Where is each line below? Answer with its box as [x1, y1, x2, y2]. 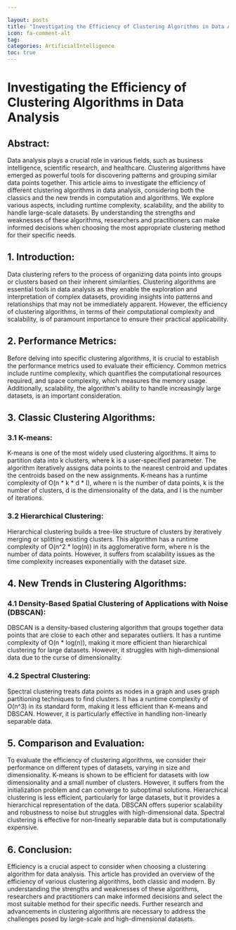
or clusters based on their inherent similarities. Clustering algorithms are [7, 277, 216, 286]
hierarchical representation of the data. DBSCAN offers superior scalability [7, 800, 223, 810]
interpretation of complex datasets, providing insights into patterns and [7, 292, 213, 301]
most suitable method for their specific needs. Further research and [7, 900, 204, 908]
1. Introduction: [7, 251, 75, 263]
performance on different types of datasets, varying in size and [7, 763, 191, 772]
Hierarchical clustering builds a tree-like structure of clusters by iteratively [7, 527, 222, 536]
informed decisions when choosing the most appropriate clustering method [7, 223, 226, 232]
